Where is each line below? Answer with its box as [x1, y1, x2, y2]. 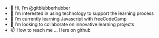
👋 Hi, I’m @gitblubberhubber [10, 5, 71, 11]
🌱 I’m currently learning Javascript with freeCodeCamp [10, 16, 127, 22]
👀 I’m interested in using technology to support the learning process [10, 10, 154, 16]
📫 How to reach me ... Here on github [10, 27, 91, 33]
